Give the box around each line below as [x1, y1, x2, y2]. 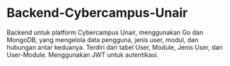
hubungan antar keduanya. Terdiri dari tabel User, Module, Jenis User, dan [6, 43, 223, 51]
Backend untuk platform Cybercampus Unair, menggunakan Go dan [6, 28, 204, 37]
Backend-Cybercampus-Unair [6, 5, 188, 21]
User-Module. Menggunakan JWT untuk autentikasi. [6, 51, 159, 59]
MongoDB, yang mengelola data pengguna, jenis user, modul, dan [6, 35, 199, 44]
